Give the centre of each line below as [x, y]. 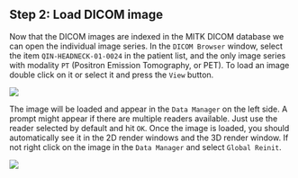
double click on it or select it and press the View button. [112, 75]
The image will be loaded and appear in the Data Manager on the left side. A [149, 109]
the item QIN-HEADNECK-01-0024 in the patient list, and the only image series [148, 55]
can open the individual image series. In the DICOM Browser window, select [146, 46]
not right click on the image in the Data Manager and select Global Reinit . [145, 147]
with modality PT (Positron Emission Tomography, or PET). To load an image [149, 65]
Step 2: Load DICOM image [86, 15]
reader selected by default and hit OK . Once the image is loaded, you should [149, 128]
